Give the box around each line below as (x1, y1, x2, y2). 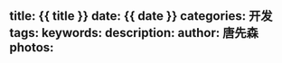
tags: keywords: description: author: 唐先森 (9, 25, 259, 40)
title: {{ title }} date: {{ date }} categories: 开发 (9, 8, 273, 24)
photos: (9, 40, 54, 56)
